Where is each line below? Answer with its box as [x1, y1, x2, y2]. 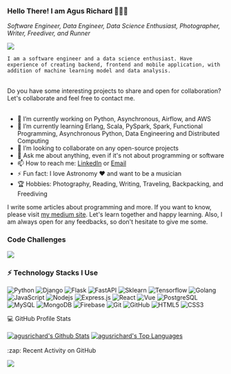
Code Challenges [7, 235, 66, 245]
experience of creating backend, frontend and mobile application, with [7, 61, 221, 68]
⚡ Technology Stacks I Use [7, 268, 99, 278]
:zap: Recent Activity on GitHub [7, 346, 97, 354]
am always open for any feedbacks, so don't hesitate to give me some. [7, 218, 208, 226]
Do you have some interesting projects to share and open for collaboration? [7, 87, 222, 95]
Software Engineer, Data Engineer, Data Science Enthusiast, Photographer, [7, 22, 221, 30]
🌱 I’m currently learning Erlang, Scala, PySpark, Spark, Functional [17, 122, 203, 130]
